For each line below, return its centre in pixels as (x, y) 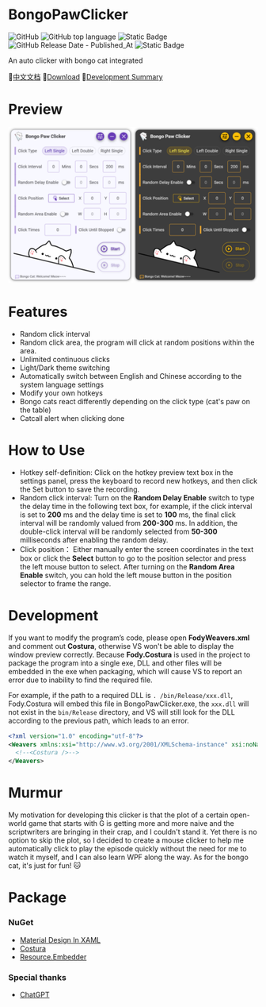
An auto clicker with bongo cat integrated (76, 60)
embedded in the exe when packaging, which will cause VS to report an (125, 671)
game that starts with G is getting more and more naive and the (131, 824)
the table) (35, 410)
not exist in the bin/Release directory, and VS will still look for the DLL (122, 712)
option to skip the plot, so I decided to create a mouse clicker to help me (126, 840)
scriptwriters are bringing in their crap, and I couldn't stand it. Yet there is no (133, 832)
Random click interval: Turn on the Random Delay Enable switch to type (137, 497)
